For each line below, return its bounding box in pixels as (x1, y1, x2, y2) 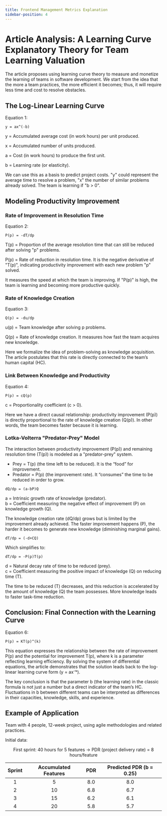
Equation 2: (5, 223, 29, 229)
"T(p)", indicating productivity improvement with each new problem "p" (5, 262, 151, 268)
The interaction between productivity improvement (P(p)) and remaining (5, 446, 153, 452)
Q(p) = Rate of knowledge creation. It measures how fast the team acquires (5, 334, 160, 340)
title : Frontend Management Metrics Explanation (5, 7, 108, 12)
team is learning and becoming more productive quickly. (5, 282, 121, 288)
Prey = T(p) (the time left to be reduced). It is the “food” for (12, 461, 133, 467)
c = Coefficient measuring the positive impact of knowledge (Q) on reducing (5, 568, 162, 574)
